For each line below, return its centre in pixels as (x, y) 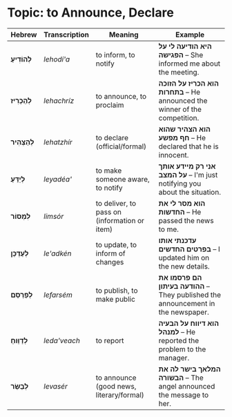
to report (110, 340)
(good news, (116, 386)
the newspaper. (184, 312)
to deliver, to (116, 203)
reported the (179, 340)
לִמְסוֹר (21, 216)
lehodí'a (57, 59)
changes (110, 262)
